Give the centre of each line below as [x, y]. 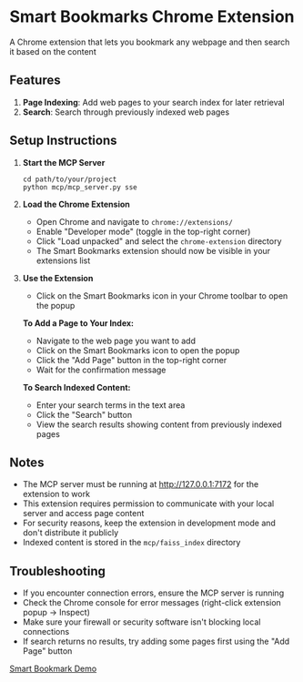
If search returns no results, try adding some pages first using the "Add [156, 641]
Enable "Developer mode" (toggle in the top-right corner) [143, 231]
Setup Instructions [63, 141]
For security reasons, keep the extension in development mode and [149, 523]
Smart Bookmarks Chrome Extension [152, 17]
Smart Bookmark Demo [53, 669]
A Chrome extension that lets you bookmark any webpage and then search [150, 42]
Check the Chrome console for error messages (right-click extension [152, 603]
